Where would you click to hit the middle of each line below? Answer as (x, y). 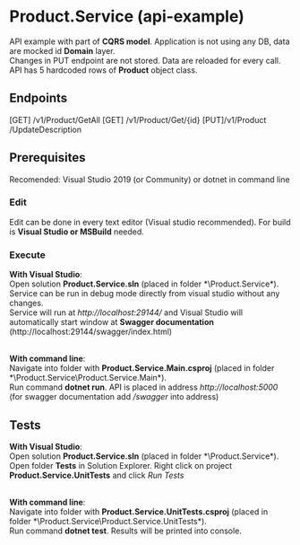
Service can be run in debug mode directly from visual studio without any (145, 294)
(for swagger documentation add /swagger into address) (114, 397)
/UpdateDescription (46, 129)
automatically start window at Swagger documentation (112, 322)
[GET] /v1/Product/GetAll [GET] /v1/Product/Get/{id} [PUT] (117, 119)
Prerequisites (47, 158)
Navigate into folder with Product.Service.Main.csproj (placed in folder (142, 368)
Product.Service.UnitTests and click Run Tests (97, 475)
